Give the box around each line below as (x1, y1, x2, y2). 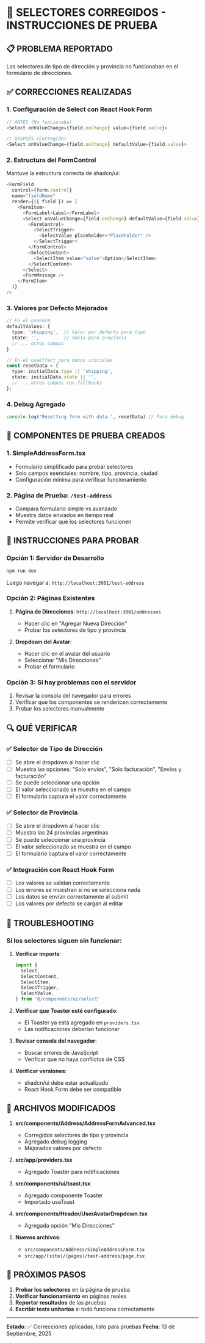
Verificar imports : (15, 950, 62, 957)
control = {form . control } (12, 187, 72, 194)
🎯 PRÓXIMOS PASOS (6, 1270, 87, 1280)
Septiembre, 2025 (6, 1330, 52, 1337)
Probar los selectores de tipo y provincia (24, 626, 126, 634)
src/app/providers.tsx (15, 1156, 73, 1164)
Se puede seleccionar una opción (15, 778, 100, 786)
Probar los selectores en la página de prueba (15, 1286, 130, 1293)
